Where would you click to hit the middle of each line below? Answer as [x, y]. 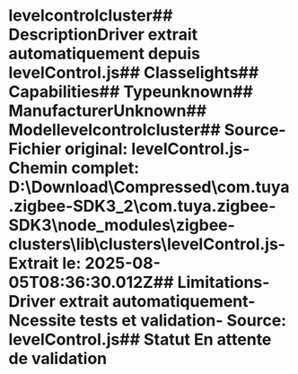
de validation [58, 359]
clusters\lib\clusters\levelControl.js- [147, 244]
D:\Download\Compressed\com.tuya [149, 187]
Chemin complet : [74, 168]
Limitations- [223, 283]
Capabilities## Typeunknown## [131, 92]
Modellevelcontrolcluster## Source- [147, 130]
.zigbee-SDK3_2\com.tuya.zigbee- [142, 206]
